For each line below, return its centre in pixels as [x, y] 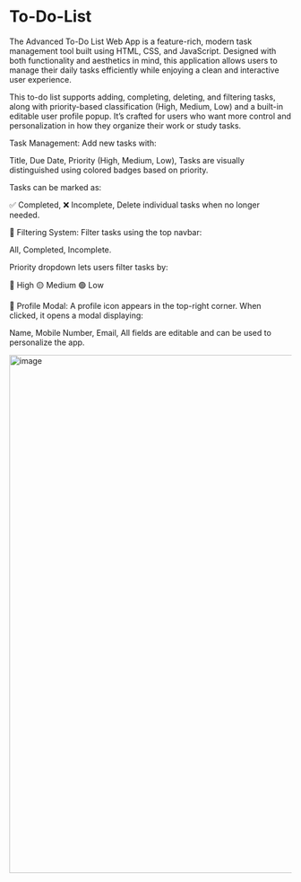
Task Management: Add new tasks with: [83, 143]
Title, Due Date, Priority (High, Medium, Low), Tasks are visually [127, 160]
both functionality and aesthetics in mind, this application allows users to [143, 60]
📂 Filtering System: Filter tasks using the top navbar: [106, 232]
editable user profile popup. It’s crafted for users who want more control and [150, 116]
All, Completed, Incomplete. [60, 250]
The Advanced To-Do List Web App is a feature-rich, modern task [131, 41]
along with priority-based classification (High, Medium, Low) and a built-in [146, 106]
